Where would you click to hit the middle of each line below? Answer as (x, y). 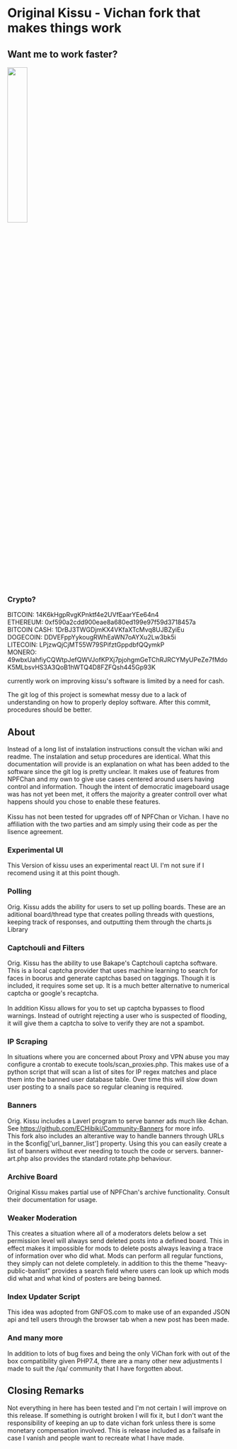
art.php (18, 1158)
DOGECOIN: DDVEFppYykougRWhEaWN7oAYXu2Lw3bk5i (92, 637)
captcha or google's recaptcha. (53, 993)
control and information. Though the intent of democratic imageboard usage (118, 787)
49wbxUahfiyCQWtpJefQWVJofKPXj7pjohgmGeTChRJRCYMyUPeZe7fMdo (117, 660)
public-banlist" (29, 1271)
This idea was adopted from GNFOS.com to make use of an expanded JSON (119, 1312)
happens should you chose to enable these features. (84, 802)
